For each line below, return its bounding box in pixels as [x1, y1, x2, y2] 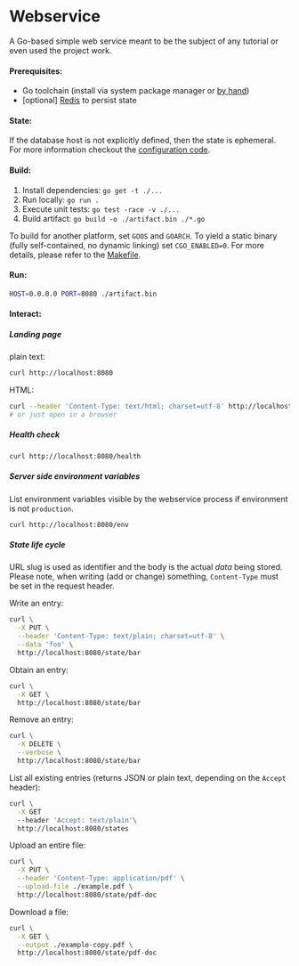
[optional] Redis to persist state [21, 95, 137, 106]
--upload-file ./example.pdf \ [17, 882, 133, 891]
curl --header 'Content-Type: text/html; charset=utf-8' [9, 402, 225, 411]
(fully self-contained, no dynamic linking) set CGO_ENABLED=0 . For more [9, 239, 265, 250]
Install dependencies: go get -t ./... [21, 184, 163, 195]
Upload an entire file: [9, 840, 86, 851]
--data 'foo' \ [17, 640, 74, 649]
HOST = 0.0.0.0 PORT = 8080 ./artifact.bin [9, 289, 158, 298]
